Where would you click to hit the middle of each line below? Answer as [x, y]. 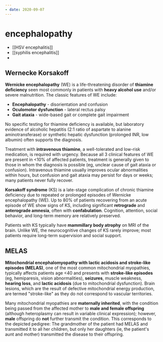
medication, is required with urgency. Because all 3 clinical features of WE [79, 155]
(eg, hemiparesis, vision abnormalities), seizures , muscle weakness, [74, 278]
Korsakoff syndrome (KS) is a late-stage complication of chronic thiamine [80, 190]
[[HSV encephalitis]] [32, 47]
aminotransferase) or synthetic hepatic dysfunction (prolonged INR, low [77, 135]
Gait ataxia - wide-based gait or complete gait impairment [71, 115]
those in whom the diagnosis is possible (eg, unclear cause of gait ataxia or [81, 165]
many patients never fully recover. [39, 181]
